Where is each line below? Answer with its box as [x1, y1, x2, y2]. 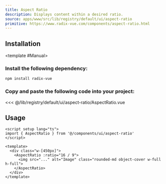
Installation [5, 39, 41, 48]
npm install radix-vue [5, 76, 52, 81]
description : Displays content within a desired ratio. [5, 12, 123, 17]
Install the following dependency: [5, 65, 88, 72]
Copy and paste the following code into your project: [5, 88, 135, 95]
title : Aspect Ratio [5, 7, 48, 12]
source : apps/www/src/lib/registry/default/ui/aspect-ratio [5, 16, 133, 21]
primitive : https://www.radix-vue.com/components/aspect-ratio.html [5, 21, 150, 26]
